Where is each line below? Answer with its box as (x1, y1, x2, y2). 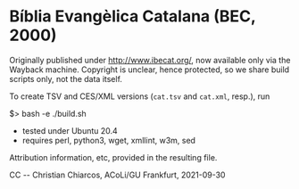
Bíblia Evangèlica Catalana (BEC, (9, 6, 256, 27)
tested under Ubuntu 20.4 (21, 125, 118, 136)
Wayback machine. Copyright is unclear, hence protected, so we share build (9, 64, 290, 75)
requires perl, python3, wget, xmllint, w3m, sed (21, 135, 196, 145)
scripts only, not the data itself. (9, 73, 123, 84)
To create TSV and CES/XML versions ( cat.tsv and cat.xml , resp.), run (9, 91, 270, 102)
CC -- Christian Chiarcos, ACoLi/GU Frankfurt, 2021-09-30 (9, 169, 226, 180)
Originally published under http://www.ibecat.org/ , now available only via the (9, 54, 291, 65)
